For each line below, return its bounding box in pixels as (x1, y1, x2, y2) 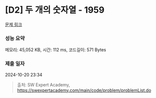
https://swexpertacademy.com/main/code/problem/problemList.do (17, 87, 152, 93)
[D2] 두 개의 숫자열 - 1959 (5, 4, 105, 16)
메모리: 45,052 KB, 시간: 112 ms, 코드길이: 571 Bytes (5, 47, 106, 53)
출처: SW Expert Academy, (17, 81, 70, 88)
